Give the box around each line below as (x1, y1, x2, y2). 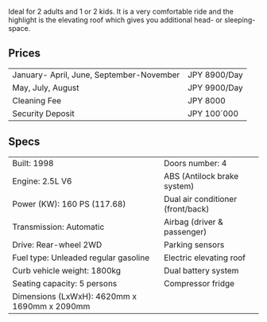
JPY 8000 (188, 95, 226, 106)
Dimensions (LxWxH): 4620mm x (12, 290, 137, 301)
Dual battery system (164, 265, 239, 276)
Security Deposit (12, 107, 75, 118)
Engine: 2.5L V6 (12, 175, 72, 186)
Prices (8, 47, 41, 60)
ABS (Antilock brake (164, 170, 239, 181)
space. (8, 24, 31, 33)
